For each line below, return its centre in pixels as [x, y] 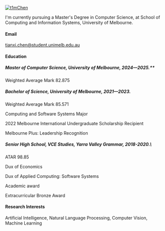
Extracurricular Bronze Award [35, 195]
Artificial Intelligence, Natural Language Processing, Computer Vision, [76, 218]
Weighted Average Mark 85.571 [37, 104]
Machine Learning [24, 223]
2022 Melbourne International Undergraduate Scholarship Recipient [74, 123]
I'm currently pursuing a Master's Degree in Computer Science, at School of [82, 17]
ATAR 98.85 [17, 157]
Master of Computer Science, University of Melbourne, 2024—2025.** [80, 68]
